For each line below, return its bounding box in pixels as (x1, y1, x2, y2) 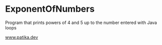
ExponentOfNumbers (5, 3, 95, 15)
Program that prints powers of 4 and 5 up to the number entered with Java (5, 20, 157, 25)
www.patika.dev (5, 34, 38, 40)
